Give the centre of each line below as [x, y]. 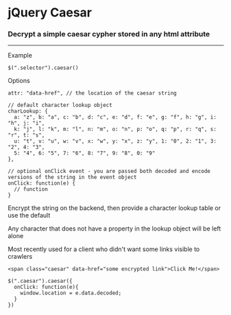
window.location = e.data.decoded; [71, 293]
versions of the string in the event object [72, 177]
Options [19, 81]
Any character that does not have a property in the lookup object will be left [114, 229]
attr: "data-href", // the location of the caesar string [92, 93]
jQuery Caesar [50, 13]
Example [20, 56]
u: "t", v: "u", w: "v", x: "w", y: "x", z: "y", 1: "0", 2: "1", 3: [115, 141]
